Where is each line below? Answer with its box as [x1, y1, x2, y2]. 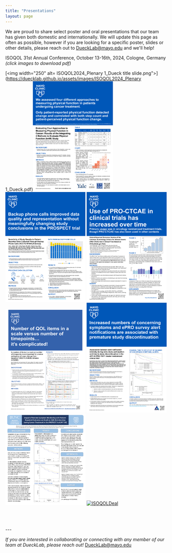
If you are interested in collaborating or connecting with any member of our [5, 536, 165, 542]
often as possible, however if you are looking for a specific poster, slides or [5, 39, 164, 46]
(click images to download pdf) [5, 60, 72, 66]
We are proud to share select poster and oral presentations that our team [5, 28, 159, 34]
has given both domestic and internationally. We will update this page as [5, 34, 158, 40]
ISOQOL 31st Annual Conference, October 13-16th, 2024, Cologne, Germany [5, 54, 166, 61]
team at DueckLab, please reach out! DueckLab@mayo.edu [5, 542, 132, 548]
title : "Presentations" [5, 8, 56, 13]
